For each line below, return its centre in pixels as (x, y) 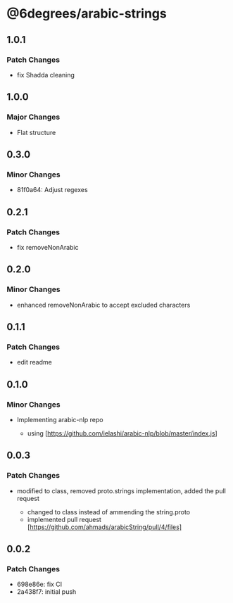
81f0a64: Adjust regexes (52, 190)
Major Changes (33, 117)
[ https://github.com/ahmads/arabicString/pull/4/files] (105, 527)
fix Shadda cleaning (46, 75)
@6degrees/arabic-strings (87, 14)
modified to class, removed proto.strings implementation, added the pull (121, 490)
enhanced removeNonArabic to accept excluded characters (103, 305)
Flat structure (36, 132)
